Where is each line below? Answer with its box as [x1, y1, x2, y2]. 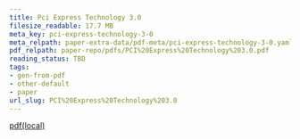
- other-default [9, 79, 70, 88]
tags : [9, 63, 29, 72]
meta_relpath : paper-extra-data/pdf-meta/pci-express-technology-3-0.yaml [9, 37, 294, 47]
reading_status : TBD [9, 54, 87, 63]
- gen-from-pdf [9, 71, 66, 80]
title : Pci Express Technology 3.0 [9, 12, 142, 22]
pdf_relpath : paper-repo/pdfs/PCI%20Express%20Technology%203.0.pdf [9, 46, 270, 55]
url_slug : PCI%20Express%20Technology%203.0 [9, 95, 178, 105]
